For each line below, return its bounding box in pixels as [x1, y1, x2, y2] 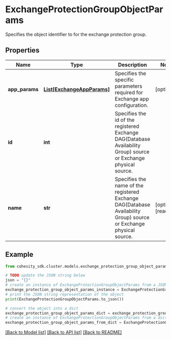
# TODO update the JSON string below [5, 273, 85, 278]
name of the [115, 182, 144, 189]
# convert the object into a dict [5, 306, 79, 311]
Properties [5, 46, 40, 55]
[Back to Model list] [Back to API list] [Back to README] [5, 329, 122, 335]
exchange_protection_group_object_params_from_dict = [5, 320, 122, 325]
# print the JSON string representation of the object [5, 292, 124, 297]
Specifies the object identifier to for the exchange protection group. [5, 31, 147, 37]
